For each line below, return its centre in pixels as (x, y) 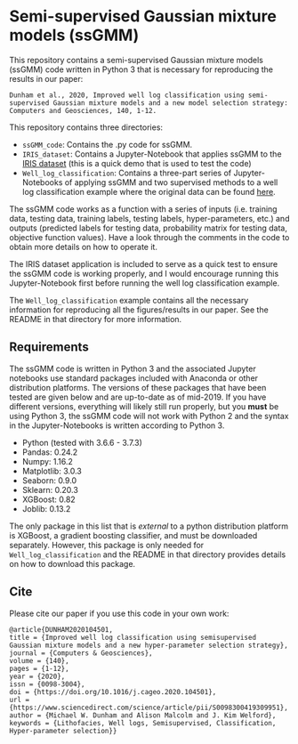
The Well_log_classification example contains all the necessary (129, 300)
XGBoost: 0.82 (48, 499)
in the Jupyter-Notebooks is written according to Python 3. (117, 425)
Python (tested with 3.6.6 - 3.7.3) (82, 442)
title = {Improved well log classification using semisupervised (133, 637)
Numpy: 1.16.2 (48, 461)
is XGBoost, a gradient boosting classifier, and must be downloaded (133, 535)
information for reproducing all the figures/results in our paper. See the (139, 310)
